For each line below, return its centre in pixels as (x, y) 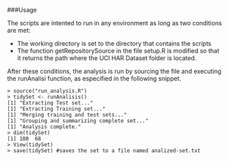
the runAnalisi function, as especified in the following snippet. (94, 78)
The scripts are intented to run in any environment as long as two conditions (114, 23)
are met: (19, 30)
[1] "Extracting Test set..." (50, 103)
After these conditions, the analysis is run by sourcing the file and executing (114, 71)
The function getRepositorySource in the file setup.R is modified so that (118, 51)
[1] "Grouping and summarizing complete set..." (78, 121)
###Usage (22, 10)
